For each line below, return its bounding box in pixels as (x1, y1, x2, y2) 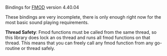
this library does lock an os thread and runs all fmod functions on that (5, 35, 150, 40)
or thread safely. (21, 45, 56, 51)
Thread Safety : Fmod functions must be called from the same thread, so (5, 29, 157, 35)
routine (5, 45, 20, 51)
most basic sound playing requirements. (5, 20, 89, 25)
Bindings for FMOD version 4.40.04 (5, 5, 79, 10)
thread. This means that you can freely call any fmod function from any (5, 40, 153, 46)
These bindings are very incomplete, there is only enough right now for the (5, 14, 161, 20)
